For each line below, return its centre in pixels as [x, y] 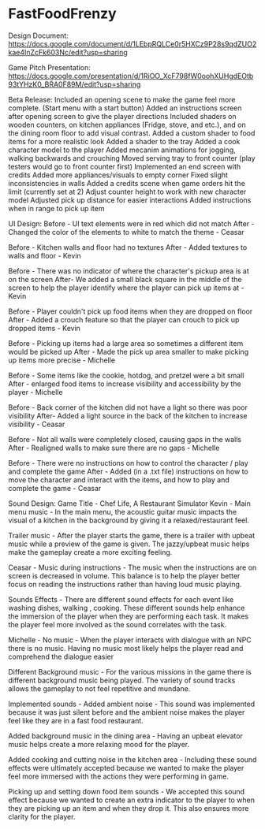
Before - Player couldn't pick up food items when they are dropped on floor [131, 311]
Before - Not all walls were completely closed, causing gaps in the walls [125, 439]
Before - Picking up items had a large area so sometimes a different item [126, 343]
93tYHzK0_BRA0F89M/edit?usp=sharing [75, 84]
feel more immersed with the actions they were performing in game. [118, 776]
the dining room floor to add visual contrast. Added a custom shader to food [132, 133]
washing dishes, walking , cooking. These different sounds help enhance [127, 608]
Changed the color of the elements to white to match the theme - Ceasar [126, 232]
